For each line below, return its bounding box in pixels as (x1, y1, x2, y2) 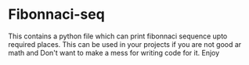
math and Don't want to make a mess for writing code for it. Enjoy (8, 48, 220, 57)
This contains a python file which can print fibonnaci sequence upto (8, 31, 228, 41)
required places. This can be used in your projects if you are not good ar (8, 39, 242, 49)
